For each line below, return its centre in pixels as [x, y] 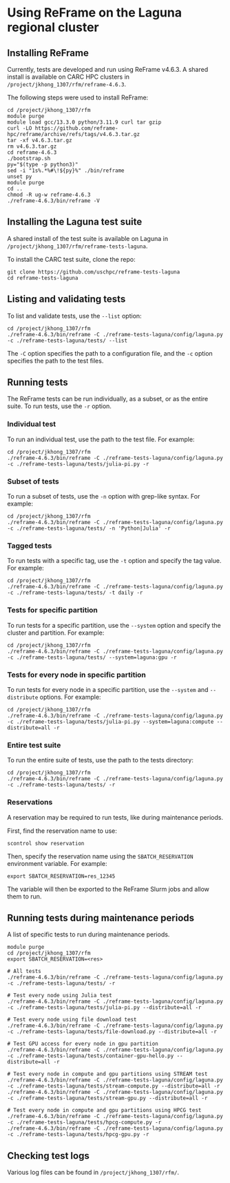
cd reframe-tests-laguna [43, 278]
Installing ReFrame [48, 53]
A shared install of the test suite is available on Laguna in [88, 238]
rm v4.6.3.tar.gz [32, 146]
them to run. [24, 896]
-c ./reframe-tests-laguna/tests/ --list [67, 340]
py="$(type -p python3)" [43, 164]
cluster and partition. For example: [56, 633]
